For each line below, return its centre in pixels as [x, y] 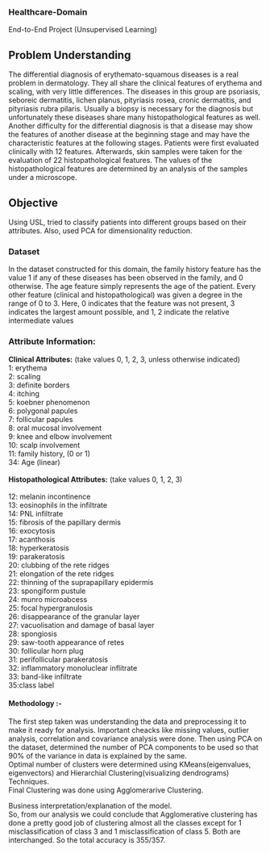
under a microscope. [43, 178]
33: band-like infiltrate [45, 676]
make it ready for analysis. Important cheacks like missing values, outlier [129, 730]
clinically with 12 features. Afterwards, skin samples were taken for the [125, 152]
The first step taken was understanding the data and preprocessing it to [128, 721]
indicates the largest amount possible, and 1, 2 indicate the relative [119, 312]
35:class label [31, 685]
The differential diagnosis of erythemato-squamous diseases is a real [124, 74]
